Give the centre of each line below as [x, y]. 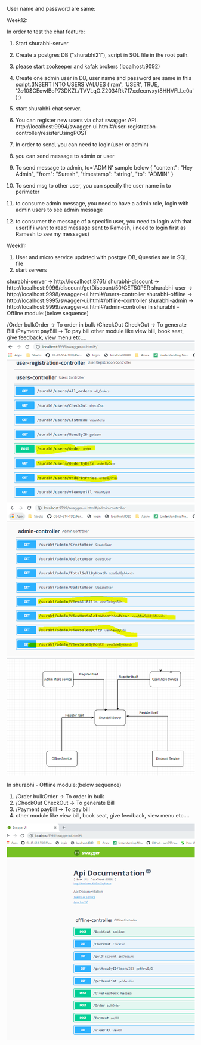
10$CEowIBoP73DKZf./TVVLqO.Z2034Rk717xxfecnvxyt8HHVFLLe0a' [109, 91]
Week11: [17, 245]
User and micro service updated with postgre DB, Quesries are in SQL [101, 257]
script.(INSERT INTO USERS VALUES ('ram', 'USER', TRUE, [87, 84]
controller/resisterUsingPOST [52, 133]
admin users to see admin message [59, 210]
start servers [31, 270]
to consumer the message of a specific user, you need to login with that [103, 221]
